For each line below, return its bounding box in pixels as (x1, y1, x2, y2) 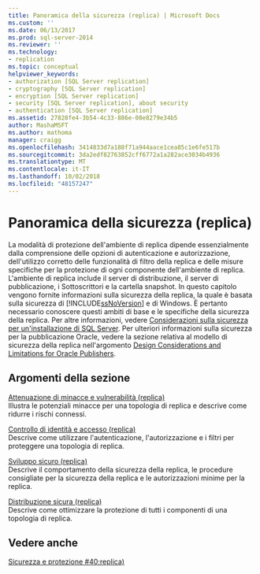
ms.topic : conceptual (8, 63, 80, 71)
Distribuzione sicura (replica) (8, 497, 102, 506)
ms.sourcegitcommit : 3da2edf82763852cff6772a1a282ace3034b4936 (8, 150, 221, 158)
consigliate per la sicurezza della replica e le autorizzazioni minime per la (8, 473, 246, 483)
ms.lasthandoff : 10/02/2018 (8, 172, 101, 181)
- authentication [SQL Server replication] (8, 107, 154, 115)
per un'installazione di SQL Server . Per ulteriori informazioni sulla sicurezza (8, 324, 252, 333)
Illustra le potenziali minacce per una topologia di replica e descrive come (8, 401, 247, 410)
